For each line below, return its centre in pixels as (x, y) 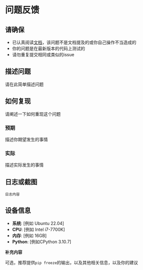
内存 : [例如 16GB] (29, 235)
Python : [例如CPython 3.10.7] (42, 242)
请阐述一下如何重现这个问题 (33, 114)
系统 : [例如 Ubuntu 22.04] (38, 223)
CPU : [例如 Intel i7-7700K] (38, 229)
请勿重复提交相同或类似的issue (43, 55)
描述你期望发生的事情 (26, 139)
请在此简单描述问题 (24, 84)
